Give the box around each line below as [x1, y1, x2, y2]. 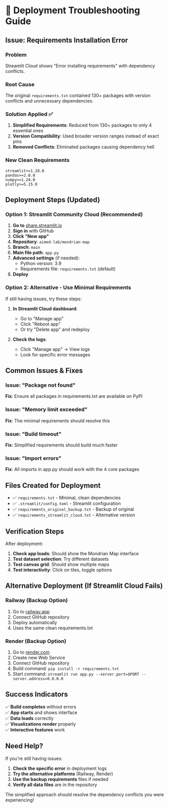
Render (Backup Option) [5, 637, 66, 645]
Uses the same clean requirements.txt [12, 625, 93, 631]
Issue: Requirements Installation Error [5, 36, 129, 44]
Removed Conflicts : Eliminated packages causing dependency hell [12, 144, 155, 150]
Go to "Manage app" [20, 315, 64, 321]
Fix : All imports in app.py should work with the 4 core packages [5, 466, 139, 472]
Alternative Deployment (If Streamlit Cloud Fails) [5, 582, 163, 590]
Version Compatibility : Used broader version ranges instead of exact [12, 133, 159, 139]
